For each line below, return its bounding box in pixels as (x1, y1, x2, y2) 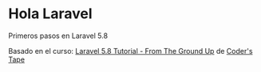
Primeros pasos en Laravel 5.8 (8, 31, 109, 40)
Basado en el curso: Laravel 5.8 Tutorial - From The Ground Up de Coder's (8, 46, 253, 55)
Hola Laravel (8, 5, 93, 23)
